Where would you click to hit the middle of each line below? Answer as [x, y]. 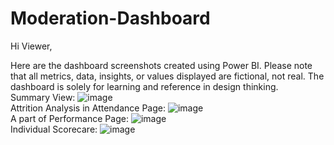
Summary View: [43, 97]
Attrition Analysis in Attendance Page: [88, 108]
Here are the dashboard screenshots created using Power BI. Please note [161, 65]
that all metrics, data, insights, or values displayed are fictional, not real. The [167, 76]
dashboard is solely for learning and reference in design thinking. [144, 86]
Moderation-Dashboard [110, 18]
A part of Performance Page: [69, 118]
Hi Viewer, [31, 46]
